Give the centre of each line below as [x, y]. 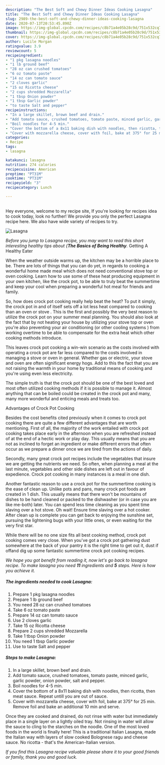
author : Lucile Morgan [29, 42]
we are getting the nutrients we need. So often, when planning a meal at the [82, 464]
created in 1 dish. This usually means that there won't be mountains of [76, 494]
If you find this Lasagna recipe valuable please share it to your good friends [82, 752]
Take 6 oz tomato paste [36, 610]
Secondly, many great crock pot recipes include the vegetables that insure [81, 458]
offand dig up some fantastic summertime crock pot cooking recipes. [75, 550]
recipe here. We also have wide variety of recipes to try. [62, 221]
